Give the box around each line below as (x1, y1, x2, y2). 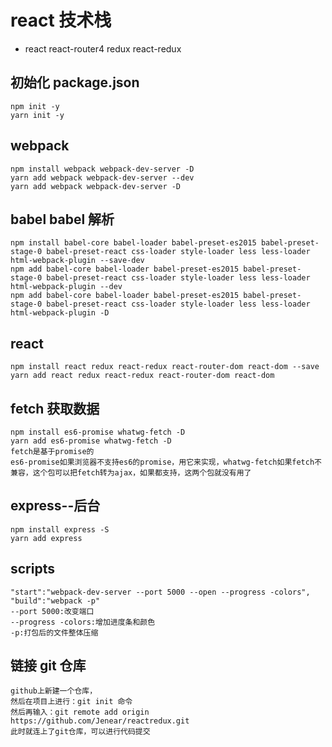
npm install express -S (10, 524, 110, 535)
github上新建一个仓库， (10, 686, 98, 696)
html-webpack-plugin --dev (10, 282, 123, 292)
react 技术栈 (10, 9, 112, 32)
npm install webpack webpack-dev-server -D (10, 164, 195, 174)
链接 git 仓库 (10, 657, 87, 675)
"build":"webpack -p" (10, 596, 101, 606)
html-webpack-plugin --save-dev (10, 256, 145, 266)
